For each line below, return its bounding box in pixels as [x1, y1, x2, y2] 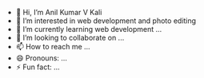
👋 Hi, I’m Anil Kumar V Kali [15, 8, 102, 17]
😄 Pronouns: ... [15, 53, 68, 63]
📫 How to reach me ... [15, 42, 90, 51]
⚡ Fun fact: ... [15, 62, 60, 72]
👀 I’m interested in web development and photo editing [15, 16, 197, 25]
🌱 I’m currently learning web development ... [15, 25, 162, 33]
